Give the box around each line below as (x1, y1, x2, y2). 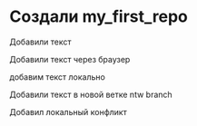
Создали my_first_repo (9, 6, 188, 27)
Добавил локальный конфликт (9, 106, 127, 117)
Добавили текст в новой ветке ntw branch (9, 89, 172, 100)
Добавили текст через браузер (9, 53, 131, 64)
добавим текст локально (9, 71, 106, 82)
